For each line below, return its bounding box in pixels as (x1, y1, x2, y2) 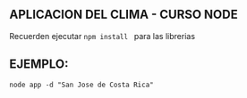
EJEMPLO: (9, 57, 69, 72)
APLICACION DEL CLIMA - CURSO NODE (9, 7, 239, 22)
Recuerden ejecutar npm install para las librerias (9, 30, 195, 41)
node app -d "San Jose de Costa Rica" (9, 80, 154, 89)
